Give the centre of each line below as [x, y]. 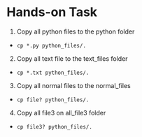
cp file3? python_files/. [54, 127]
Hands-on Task [52, 12]
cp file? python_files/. [53, 100]
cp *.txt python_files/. [53, 73]
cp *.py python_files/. [51, 45]
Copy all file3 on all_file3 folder [61, 113]
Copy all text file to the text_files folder [72, 58]
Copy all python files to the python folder [76, 31]
